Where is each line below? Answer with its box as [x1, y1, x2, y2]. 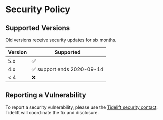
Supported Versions [5, 24, 70, 32]
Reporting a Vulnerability [5, 91, 86, 99]
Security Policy [5, 4, 71, 15]
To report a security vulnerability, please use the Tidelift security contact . [5, 104, 158, 110]
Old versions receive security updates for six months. [5, 37, 117, 43]
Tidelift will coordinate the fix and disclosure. [5, 109, 99, 115]
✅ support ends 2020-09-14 [32, 66, 104, 73]
